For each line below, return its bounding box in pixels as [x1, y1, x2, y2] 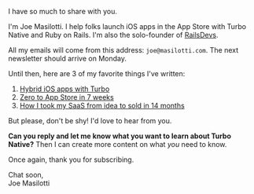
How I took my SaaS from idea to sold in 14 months [19, 101, 185, 110]
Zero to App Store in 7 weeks [19, 93, 114, 101]
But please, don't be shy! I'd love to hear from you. [8, 116, 172, 125]
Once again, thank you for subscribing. [8, 155, 134, 164]
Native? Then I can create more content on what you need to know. [8, 140, 227, 148]
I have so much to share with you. [8, 7, 118, 16]
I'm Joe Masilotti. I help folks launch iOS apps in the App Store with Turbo [8, 22, 246, 31]
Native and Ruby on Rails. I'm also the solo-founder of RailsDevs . [8, 31, 219, 39]
